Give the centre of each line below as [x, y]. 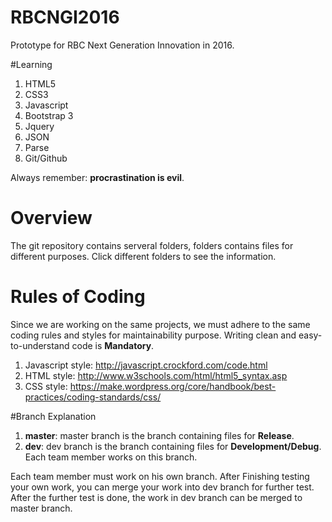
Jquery [39, 126]
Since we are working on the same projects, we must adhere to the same [160, 324]
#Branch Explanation [53, 416]
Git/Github [46, 158]
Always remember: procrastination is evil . [97, 177]
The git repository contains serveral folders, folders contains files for [152, 245]
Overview [51, 218]
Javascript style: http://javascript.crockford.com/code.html [146, 365]
